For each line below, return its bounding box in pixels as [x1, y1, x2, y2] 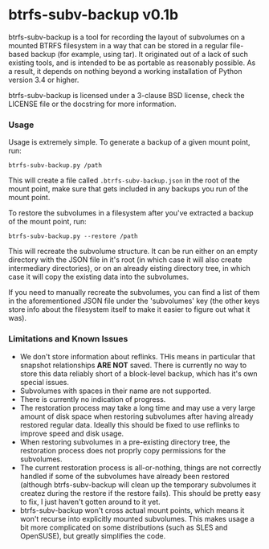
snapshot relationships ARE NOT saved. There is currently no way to [19, 360, 247, 370]
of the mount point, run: [8, 217, 87, 227]
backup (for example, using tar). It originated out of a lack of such [31, 49, 249, 59]
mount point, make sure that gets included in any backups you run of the [8, 184, 249, 194]
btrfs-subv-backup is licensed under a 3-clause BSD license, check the [8, 90, 245, 100]
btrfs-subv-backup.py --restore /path [8, 232, 138, 240]
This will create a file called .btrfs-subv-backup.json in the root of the [8, 175, 240, 186]
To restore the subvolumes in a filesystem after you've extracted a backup [8, 208, 255, 218]
